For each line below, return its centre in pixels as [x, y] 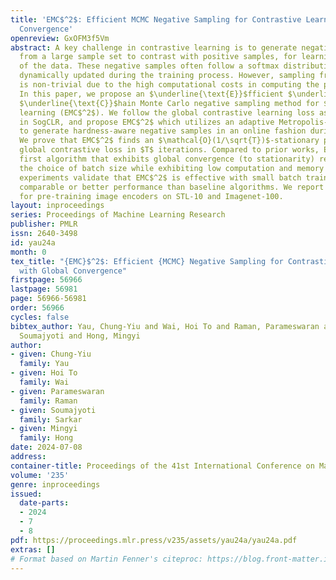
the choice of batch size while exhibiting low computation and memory [172, 168]
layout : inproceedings [57, 206]
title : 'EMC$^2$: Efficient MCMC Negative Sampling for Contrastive [156, 19]
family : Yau [44, 364]
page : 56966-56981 [48, 299]
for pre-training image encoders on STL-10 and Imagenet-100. [151, 196]
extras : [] [33, 549]
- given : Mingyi [44, 429]
